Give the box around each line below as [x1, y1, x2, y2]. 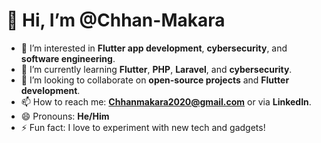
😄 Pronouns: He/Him [20, 110, 110, 122]
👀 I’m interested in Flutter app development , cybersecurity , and [20, 42, 288, 54]
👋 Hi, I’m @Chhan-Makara [6, 9, 226, 32]
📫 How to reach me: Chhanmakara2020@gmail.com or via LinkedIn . [20, 95, 312, 108]
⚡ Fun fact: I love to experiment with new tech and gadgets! [20, 121, 266, 133]
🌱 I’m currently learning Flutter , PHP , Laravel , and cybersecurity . [20, 63, 293, 75]
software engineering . [20, 52, 116, 64]
